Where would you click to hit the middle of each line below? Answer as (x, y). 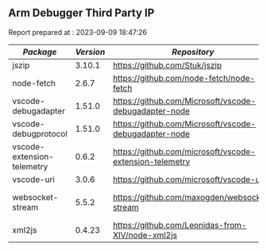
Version (90, 52)
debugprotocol (40, 133)
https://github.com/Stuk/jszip (167, 65)
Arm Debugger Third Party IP (81, 13)
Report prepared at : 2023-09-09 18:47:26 (77, 32)
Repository (193, 52)
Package (40, 52)
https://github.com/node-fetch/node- (184, 78)
